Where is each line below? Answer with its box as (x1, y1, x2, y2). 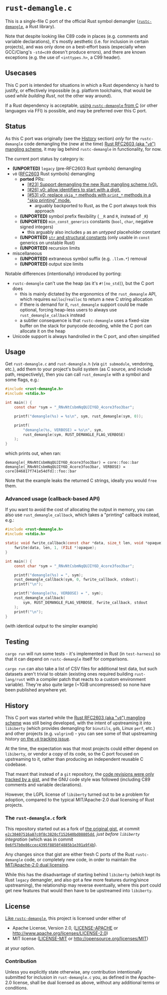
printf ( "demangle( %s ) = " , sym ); (14, 573, 83, 578)
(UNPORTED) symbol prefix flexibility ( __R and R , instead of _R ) (19, 213, 149, 219)
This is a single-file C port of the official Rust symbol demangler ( (5, 18, 139, 24)
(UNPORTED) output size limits (19, 261, 83, 267)
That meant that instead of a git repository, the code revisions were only (5, 771, 155, 777)
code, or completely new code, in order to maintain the (24, 857, 137, 863)
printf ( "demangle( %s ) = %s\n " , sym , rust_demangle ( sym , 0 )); (14, 413, 144, 419)
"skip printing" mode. (27, 197, 71, 203)
